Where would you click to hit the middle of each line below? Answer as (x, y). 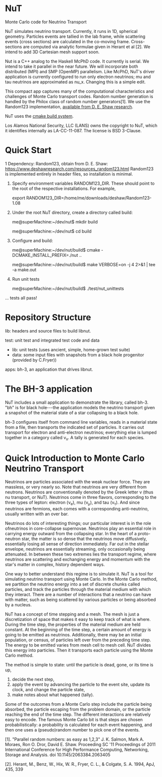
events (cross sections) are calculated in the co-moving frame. (68, 41)
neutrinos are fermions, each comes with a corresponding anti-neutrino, (77, 509)
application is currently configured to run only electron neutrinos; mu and (78, 77)
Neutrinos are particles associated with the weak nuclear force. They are (77, 482)
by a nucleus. (18, 605)
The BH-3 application (49, 389)
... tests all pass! (21, 298)
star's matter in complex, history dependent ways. (55, 565)
